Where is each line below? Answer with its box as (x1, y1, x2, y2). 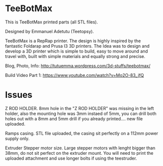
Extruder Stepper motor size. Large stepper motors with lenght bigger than (5, 145, 156, 151)
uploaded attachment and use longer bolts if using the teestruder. (5, 155, 137, 161)
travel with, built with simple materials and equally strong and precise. (5, 53, 145, 59)
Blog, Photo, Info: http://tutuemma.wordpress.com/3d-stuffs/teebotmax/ (5, 63, 150, 69)
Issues (5, 90, 33, 100)
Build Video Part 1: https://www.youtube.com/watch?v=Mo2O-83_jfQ (5, 72, 144, 78)
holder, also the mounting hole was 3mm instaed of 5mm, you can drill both (5, 111, 157, 116)
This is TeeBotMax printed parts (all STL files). (5, 19, 98, 25)
